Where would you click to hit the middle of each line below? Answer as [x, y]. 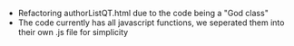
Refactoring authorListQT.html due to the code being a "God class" [143, 13]
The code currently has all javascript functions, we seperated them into [151, 23]
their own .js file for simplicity [73, 32]
